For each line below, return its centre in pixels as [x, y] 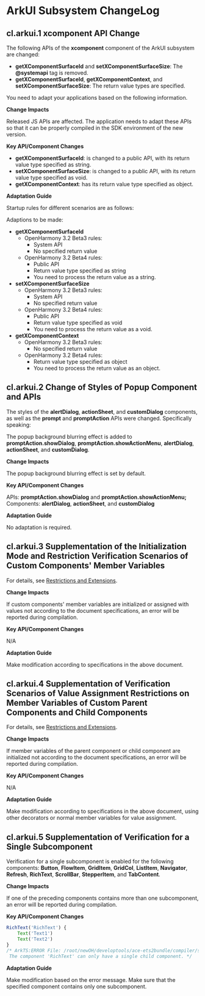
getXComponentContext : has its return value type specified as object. [104, 184]
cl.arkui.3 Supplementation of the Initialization [97, 546]
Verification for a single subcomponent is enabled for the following [90, 861]
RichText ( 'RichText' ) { [37, 928]
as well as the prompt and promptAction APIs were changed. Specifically [99, 418]
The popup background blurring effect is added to [69, 436]
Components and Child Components [77, 713]
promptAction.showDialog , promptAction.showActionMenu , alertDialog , [100, 443]
